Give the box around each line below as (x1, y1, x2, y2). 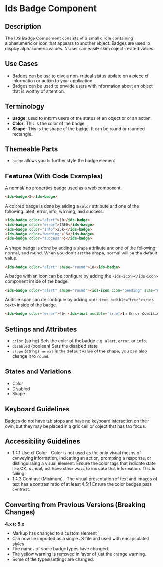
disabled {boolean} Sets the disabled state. (12, 343, 99, 349)
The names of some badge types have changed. (12, 546, 109, 552)
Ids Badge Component (5, 3, 97, 14)
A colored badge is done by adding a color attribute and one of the (5, 203, 139, 209)
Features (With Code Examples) (5, 172, 103, 180)
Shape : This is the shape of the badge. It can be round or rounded (12, 125, 145, 132)
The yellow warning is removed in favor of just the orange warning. (12, 551, 147, 557)
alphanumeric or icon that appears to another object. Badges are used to (5, 40, 150, 46)
